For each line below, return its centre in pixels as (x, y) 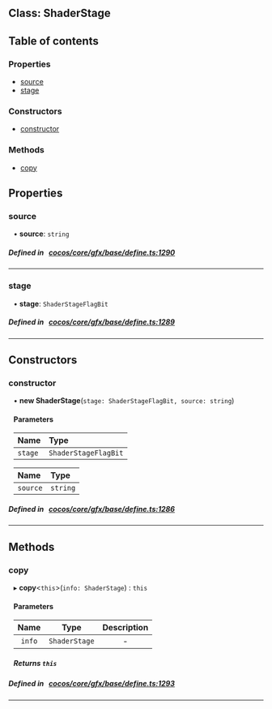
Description (125, 628)
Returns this (35, 663)
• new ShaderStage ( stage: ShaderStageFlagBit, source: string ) (124, 401)
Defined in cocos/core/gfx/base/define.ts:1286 (92, 509)
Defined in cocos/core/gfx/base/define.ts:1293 (92, 684)
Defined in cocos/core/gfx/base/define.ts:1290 (92, 252)
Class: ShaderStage (59, 13)
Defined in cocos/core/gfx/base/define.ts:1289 (92, 322)
